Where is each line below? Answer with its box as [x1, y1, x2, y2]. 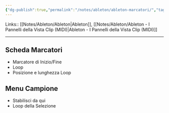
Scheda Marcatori [5, 46, 63, 54]
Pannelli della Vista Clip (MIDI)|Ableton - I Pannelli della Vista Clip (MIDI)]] [5, 26, 157, 33]
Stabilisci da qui [12, 97, 46, 103]
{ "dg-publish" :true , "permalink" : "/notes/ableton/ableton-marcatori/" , [5, 7, 156, 13]
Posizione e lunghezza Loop [12, 70, 71, 76]
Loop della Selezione [12, 103, 56, 109]
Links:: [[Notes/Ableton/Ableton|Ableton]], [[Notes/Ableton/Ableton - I [5, 21, 150, 27]
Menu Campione [5, 84, 58, 93]
